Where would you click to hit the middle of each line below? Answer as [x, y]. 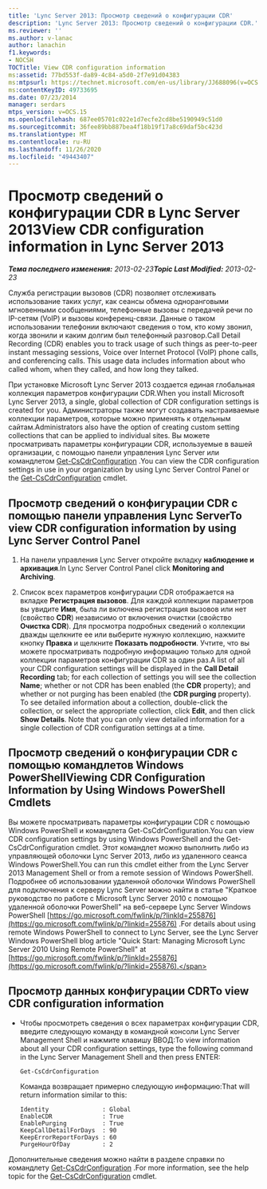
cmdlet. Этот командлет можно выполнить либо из [162, 847]
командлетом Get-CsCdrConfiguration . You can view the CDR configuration [134, 461]
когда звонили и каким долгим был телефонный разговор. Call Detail [124, 335]
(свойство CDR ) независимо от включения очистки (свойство [126, 618]
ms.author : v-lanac [41, 38]
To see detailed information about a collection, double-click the [124, 702]
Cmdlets [30, 803]
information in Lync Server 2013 [116, 247]
